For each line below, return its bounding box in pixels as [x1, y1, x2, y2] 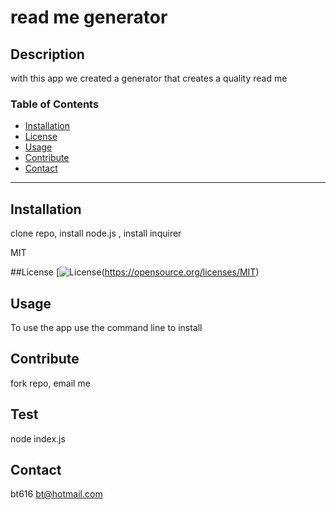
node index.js [10, 432, 66, 445]
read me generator [10, 6, 168, 29]
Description [10, 46, 85, 63]
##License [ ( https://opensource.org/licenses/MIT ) [10, 266, 260, 278]
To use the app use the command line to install [10, 321, 203, 333]
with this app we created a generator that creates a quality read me [10, 72, 288, 84]
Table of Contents [10, 97, 100, 111]
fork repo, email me [10, 377, 91, 389]
